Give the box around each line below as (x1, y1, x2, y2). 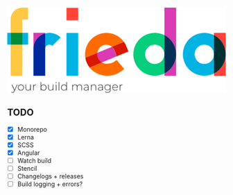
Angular (17, 149, 40, 157)
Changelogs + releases (17, 172, 84, 180)
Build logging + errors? (17, 180, 83, 188)
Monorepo (17, 125, 47, 133)
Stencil (17, 164, 37, 172)
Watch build (17, 156, 52, 164)
